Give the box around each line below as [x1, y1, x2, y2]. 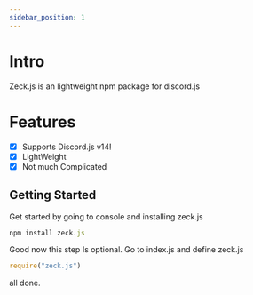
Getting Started [9, 187, 97, 203]
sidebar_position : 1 [9, 12, 86, 22]
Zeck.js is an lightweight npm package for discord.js [9, 81, 201, 92]
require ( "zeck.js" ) [9, 261, 82, 271]
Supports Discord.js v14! [21, 141, 113, 152]
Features [9, 112, 76, 132]
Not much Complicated [21, 161, 107, 171]
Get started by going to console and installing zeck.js [9, 211, 203, 222]
